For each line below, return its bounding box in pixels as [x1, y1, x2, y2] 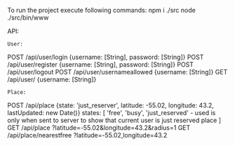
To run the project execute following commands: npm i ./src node [7, 6, 196, 14]
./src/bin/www [7, 13, 49, 22]
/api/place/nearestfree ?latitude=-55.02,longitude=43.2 [7, 131, 168, 139]
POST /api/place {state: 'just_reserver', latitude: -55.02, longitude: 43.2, [7, 101, 214, 109]
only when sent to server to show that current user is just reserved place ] [7, 116, 221, 124]
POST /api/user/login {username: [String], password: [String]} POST [7, 53, 204, 61]
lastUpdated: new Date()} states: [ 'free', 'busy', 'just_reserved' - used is [7, 109, 216, 117]
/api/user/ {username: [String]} [7, 75, 97, 84]
